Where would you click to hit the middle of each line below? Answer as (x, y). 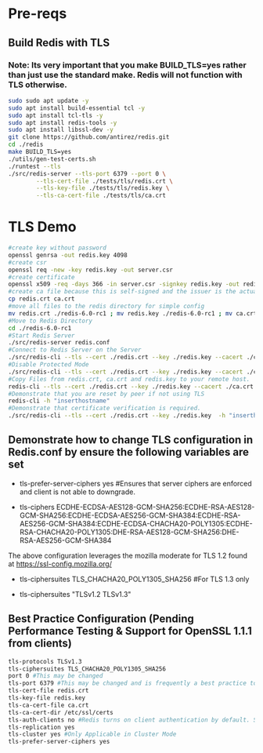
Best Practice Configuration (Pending (101, 619)
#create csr (27, 262)
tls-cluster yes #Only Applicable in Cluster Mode (92, 734)
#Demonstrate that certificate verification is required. (104, 409)
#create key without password (58, 248)
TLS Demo (42, 227)
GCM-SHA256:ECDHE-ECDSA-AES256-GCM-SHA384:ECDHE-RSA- (130, 515)
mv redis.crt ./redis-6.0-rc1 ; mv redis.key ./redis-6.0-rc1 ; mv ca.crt (133, 313)
